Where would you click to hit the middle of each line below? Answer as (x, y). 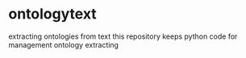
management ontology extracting (64, 44)
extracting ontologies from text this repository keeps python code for (123, 36)
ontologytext (52, 14)
